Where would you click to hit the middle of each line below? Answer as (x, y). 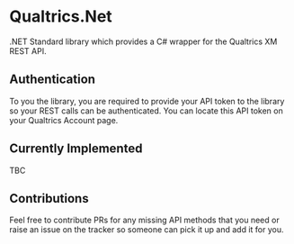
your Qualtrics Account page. (64, 120)
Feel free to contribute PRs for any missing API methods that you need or (145, 220)
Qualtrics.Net (61, 17)
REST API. (28, 50)
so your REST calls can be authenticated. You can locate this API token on (146, 111)
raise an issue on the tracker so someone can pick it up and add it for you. (147, 230)
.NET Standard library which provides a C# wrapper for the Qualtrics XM (143, 41)
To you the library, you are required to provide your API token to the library (147, 101)
